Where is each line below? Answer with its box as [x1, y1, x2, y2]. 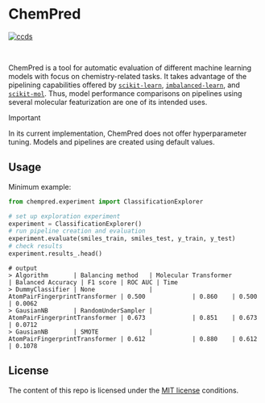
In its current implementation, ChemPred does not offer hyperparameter [8, 128, 247, 138]
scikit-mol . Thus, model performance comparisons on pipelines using [8, 88, 242, 98]
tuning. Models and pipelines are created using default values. [8, 136, 215, 146]
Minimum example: [8, 182, 72, 191]
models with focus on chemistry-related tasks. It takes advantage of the [8, 71, 247, 81]
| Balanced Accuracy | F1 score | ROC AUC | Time [8, 278, 179, 287]
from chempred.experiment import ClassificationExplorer [8, 197, 204, 206]
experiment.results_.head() [8, 250, 103, 258]
